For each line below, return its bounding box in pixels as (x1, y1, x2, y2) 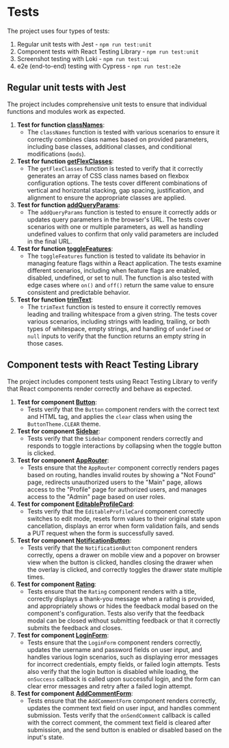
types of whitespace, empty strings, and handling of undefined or (27, 324, 212, 333)
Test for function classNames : (16, 121, 105, 129)
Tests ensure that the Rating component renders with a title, (27, 587, 197, 595)
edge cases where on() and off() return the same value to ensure (27, 280, 214, 289)
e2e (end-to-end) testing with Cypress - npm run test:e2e (16, 62, 181, 70)
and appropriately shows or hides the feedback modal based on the (27, 601, 219, 610)
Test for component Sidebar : (16, 426, 100, 435)
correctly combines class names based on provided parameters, (27, 135, 209, 143)
